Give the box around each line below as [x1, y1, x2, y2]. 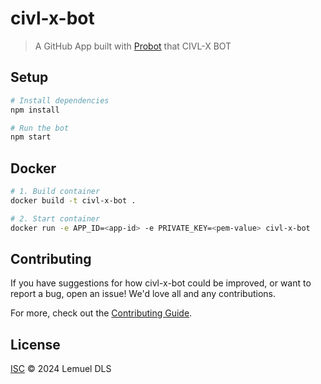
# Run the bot [10, 123, 70, 133]
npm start [10, 132, 52, 142]
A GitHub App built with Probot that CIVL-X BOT [34, 40, 232, 52]
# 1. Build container [10, 187, 101, 197]
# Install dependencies [10, 95, 110, 106]
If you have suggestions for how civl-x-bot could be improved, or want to [10, 277, 312, 289]
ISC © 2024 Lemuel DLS [10, 363, 112, 375]
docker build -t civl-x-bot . [10, 195, 137, 206]
